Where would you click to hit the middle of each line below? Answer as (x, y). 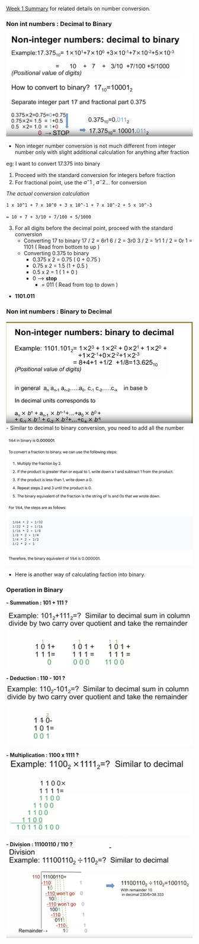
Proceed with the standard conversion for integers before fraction (95, 175)
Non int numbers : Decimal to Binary (59, 24)
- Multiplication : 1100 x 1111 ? (42, 755)
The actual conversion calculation (48, 194)
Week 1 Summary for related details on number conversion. (78, 9)
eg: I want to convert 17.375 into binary (53, 163)
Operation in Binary (35, 590)
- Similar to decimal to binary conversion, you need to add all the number (95, 428)
